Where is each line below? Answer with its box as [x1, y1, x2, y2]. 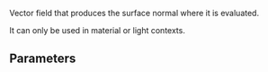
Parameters [9, 51, 76, 67]
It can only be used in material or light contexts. [9, 25, 186, 35]
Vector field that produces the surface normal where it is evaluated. [9, 8, 259, 18]
